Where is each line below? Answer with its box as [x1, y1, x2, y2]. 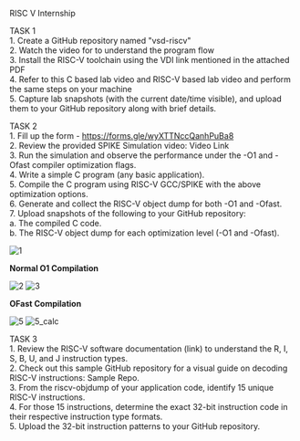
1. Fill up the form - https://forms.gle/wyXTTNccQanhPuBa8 [9, 131, 234, 141]
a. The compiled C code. [9, 218, 102, 228]
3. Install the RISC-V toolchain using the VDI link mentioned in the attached [9, 55, 290, 65]
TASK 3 [9, 333, 38, 344]
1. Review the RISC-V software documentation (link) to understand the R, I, [9, 343, 289, 354]
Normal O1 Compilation [9, 263, 98, 273]
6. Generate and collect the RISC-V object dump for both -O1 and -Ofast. [9, 198, 283, 209]
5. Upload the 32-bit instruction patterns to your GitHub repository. [9, 421, 261, 432]
